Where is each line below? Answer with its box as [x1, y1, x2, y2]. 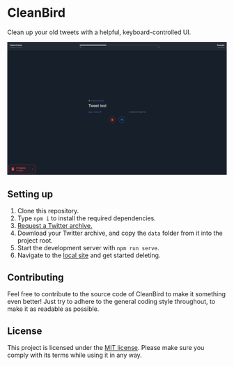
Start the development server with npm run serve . [17, 244, 159, 252]
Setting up [7, 188, 54, 200]
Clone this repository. [17, 207, 79, 215]
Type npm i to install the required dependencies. [17, 214, 157, 222]
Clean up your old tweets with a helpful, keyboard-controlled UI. [7, 28, 192, 36]
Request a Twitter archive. [17, 222, 93, 230]
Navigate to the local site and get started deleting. [17, 251, 161, 259]
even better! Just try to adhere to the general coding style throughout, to [7, 298, 216, 306]
